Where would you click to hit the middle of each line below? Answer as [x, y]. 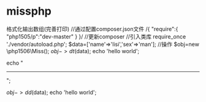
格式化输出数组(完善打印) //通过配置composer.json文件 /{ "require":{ [92, 29]
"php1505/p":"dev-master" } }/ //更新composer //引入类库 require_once [96, 36]
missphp [29, 11]
